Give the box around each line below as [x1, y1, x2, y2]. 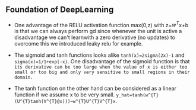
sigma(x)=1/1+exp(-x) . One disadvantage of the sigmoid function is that [14, 58, 190, 65]
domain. [14, 75, 33, 80]
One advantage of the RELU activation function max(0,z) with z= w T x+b [14, 20, 189, 28]
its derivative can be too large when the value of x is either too [14, 64, 188, 70]
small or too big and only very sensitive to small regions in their [14, 69, 191, 76]
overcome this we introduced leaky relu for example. [14, 40, 143, 47]
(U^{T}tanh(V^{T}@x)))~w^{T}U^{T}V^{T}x [14, 99, 116, 105]
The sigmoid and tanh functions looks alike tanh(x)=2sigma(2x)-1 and [14, 51, 185, 59]
